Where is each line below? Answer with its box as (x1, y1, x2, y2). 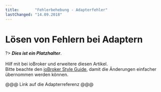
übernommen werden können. (5, 71, 69, 78)
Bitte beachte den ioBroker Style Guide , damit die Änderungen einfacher (5, 66, 156, 72)
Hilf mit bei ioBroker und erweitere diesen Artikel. (5, 61, 108, 67)
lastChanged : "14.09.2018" (5, 12, 62, 17)
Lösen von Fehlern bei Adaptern (5, 34, 143, 45)
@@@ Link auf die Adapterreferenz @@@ (5, 81, 94, 87)
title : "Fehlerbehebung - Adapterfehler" (5, 7, 108, 13)
